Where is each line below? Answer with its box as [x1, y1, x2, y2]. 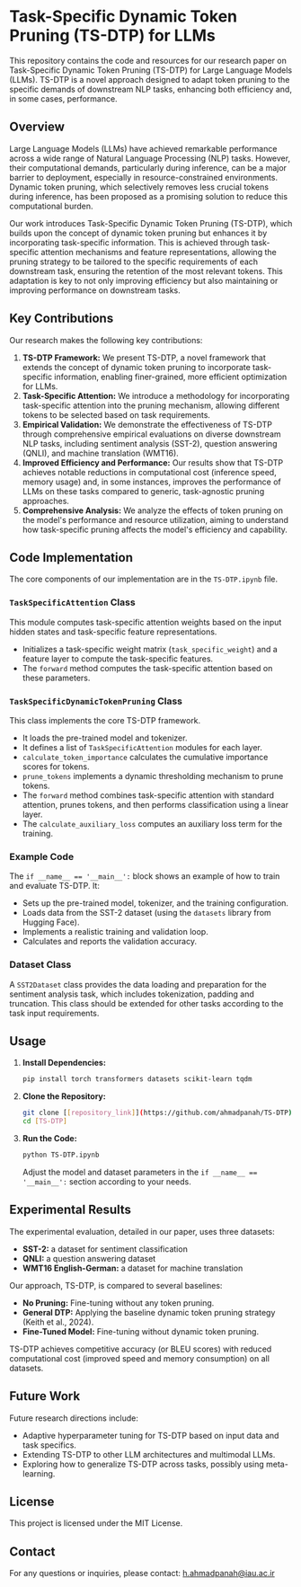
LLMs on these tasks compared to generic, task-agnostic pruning [22, 485, 265, 496]
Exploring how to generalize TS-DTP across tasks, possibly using [22, 1458, 265, 1469]
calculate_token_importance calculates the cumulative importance [22, 751, 269, 762]
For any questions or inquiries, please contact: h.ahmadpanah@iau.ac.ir [9, 1568, 276, 1579]
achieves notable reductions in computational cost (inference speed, [22, 466, 277, 477]
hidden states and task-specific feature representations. [9, 626, 217, 637]
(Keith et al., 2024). [22, 1317, 94, 1327]
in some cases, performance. [9, 93, 119, 104]
